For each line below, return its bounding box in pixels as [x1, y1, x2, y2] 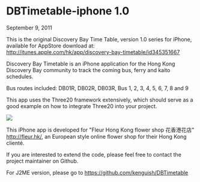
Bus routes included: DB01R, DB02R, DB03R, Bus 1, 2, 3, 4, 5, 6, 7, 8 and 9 [6, 84, 189, 91]
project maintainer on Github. [6, 157, 79, 165]
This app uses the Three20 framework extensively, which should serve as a [6, 96, 193, 103]
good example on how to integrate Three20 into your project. [6, 102, 157, 109]
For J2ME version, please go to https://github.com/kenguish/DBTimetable [6, 169, 189, 176]
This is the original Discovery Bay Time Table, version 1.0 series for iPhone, [6, 35, 192, 43]
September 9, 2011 [6, 24, 52, 31]
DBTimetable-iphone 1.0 [6, 4, 130, 18]
